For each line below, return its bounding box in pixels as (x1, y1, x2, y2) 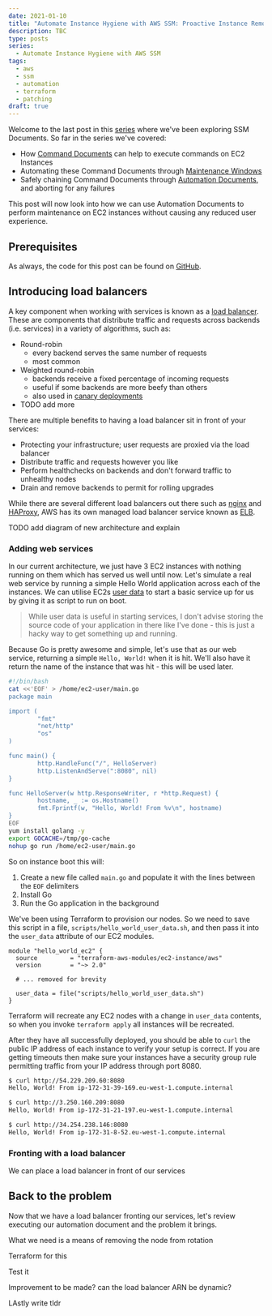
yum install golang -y (8, 826, 85, 835)
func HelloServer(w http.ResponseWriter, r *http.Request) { (8, 789, 219, 797)
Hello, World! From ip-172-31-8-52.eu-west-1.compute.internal (8, 1128, 227, 1136)
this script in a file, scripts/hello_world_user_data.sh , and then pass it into (8, 922, 259, 932)
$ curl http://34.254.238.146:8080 (8, 1121, 129, 1130)
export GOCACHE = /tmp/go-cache (8, 834, 111, 842)
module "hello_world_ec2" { (8, 946, 104, 955)
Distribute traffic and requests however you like (19, 457, 179, 466)
